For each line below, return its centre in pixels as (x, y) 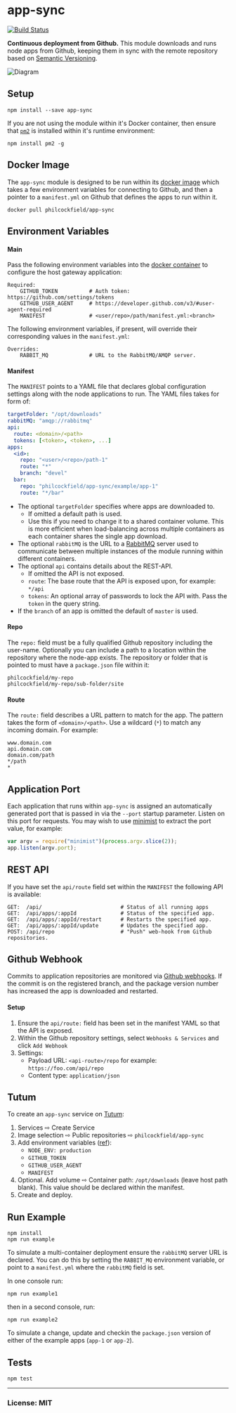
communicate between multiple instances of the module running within (120, 551)
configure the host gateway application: (65, 272)
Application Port (44, 789)
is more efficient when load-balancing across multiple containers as (126, 529)
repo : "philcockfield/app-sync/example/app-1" (89, 486)
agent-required (29, 310)
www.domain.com (29, 743)
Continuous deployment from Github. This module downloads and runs (112, 43)
